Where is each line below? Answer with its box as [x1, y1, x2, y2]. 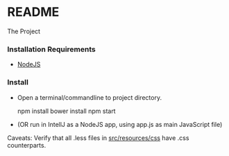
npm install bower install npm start [17, 107, 116, 115]
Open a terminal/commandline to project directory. [17, 93, 162, 101]
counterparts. [7, 141, 46, 149]
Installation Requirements [7, 44, 96, 54]
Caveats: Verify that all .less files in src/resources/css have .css [7, 133, 189, 142]
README [7, 4, 60, 20]
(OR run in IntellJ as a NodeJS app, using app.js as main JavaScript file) [17, 120, 223, 128]
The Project [7, 27, 40, 35]
